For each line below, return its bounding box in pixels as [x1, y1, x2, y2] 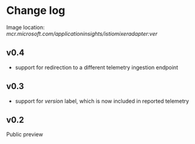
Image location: [6, 24, 45, 31]
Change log [6, 4, 65, 18]
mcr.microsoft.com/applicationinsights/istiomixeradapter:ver [6, 30, 158, 37]
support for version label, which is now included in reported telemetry [15, 97, 190, 105]
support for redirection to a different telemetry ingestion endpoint [15, 64, 179, 71]
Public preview [6, 131, 44, 138]
